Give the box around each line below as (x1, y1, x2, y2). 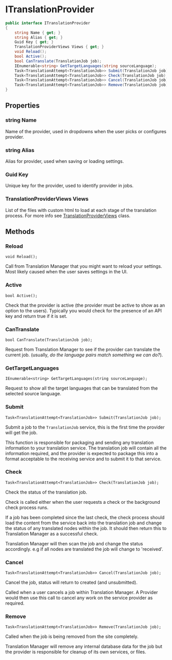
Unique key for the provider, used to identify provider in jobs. (5, 183, 134, 189)
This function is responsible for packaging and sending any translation (5, 439, 154, 445)
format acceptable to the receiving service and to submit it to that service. (5, 456, 162, 462)
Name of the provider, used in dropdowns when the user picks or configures (5, 128, 166, 134)
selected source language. (5, 391, 61, 397)
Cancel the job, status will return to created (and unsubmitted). (5, 580, 138, 586)
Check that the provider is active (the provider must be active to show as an (5, 302, 165, 308)
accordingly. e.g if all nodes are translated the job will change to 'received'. (5, 546, 164, 552)
